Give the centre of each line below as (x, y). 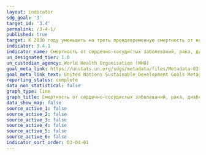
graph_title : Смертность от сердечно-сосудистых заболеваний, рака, (96, 97)
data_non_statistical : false (44, 86)
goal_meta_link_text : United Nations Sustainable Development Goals (96, 74)
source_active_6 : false (37, 137)
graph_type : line (29, 92)
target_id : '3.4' (29, 23)
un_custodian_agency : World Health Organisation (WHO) (78, 63)
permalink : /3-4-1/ (31, 29)
